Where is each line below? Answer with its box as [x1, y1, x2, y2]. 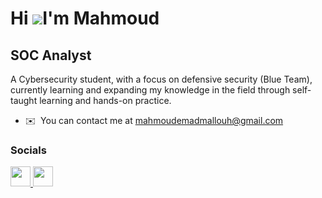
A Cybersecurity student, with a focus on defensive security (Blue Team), [10, 73, 313, 85]
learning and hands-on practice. [39, 95, 172, 106]
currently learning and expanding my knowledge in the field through [10, 84, 291, 96]
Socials [10, 143, 47, 157]
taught [10, 95, 38, 106]
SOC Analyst [10, 47, 92, 64]
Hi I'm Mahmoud [10, 7, 160, 30]
